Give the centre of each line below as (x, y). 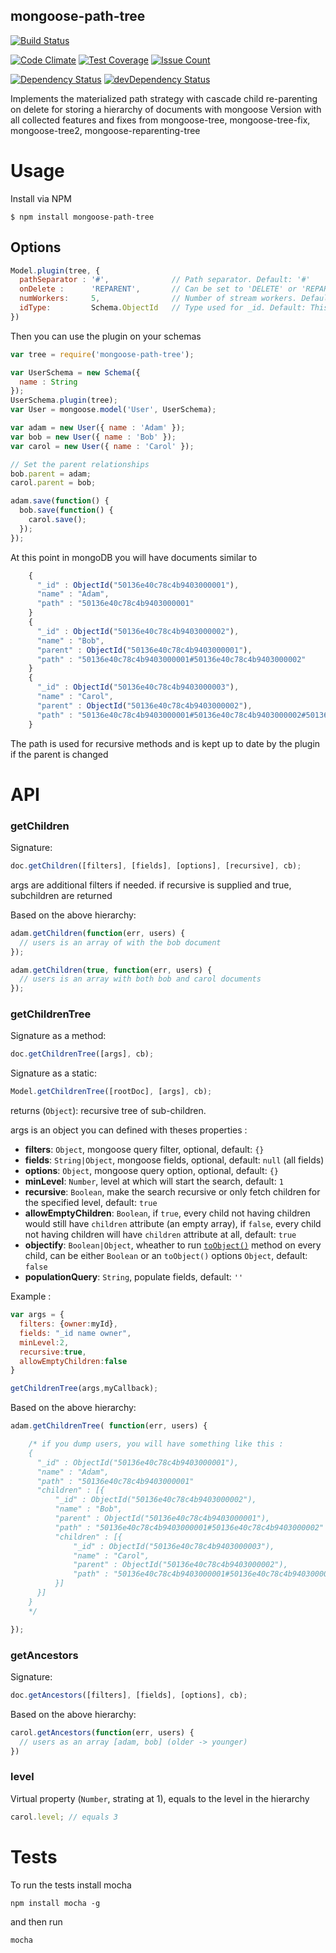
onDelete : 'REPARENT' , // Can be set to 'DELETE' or (158, 289)
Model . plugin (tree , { (55, 270)
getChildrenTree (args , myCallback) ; (84, 1389)
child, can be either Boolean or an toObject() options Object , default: (166, 1256)
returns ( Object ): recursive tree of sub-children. (108, 1111)
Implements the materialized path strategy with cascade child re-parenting (164, 98)
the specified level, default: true (91, 1203)
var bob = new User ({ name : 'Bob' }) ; (93, 437)
